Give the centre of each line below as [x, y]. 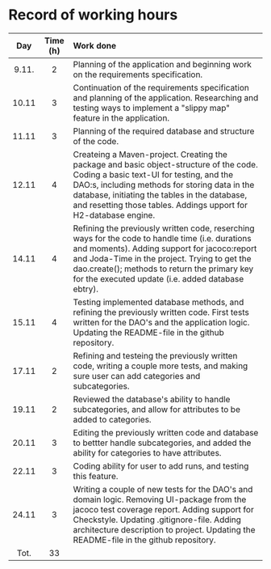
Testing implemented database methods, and [158, 302]
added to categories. [112, 419]
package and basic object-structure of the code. [165, 164]
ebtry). [86, 289]
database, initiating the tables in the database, [160, 194]
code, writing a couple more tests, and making [161, 366]
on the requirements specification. [138, 74]
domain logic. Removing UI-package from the [160, 499]
